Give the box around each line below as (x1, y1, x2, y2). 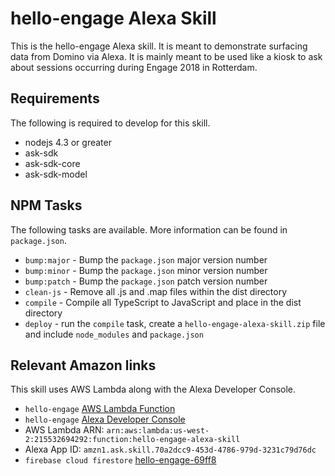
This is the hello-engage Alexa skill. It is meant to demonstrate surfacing (10, 40, 308, 52)
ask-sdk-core (24, 157, 81, 169)
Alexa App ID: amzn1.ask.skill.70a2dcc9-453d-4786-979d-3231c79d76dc (24, 443, 317, 456)
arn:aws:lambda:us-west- (106, 426, 210, 436)
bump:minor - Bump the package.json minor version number (24, 264, 268, 276)
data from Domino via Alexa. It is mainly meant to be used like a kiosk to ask (10, 50, 323, 62)
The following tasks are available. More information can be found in (10, 223, 288, 236)
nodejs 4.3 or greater (24, 136, 112, 148)
